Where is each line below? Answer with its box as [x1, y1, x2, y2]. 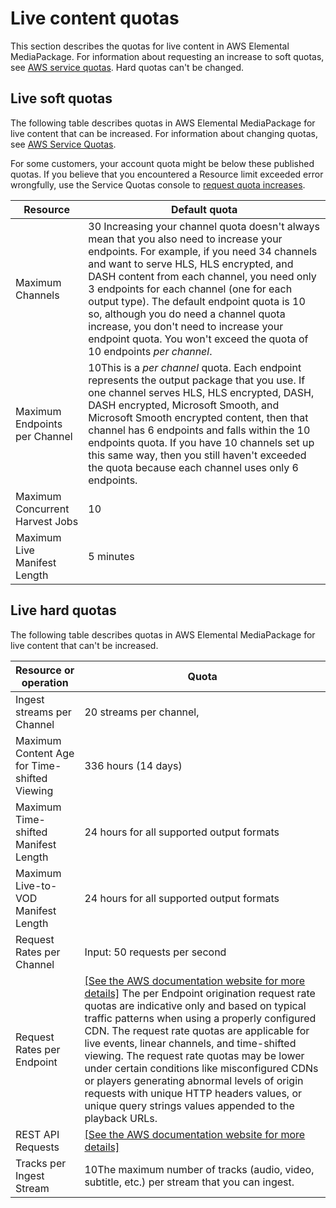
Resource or [15, 663, 75, 677]
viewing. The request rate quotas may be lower [84, 1048, 305, 1062]
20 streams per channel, [84, 705, 200, 719]
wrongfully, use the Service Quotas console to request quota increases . [10, 178, 306, 191]
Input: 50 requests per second [84, 945, 227, 959]
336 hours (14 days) [84, 758, 183, 772]
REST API [15, 1127, 60, 1141]
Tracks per [15, 1156, 67, 1170]
